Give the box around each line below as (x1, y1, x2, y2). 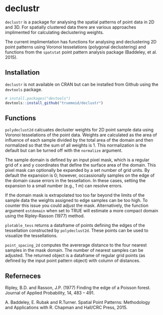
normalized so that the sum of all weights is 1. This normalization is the (5, 142, 146, 148)
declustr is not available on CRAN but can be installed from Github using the (5, 81, 159, 87)
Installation (5, 69, 40, 77)
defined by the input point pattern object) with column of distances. (5, 258, 141, 263)
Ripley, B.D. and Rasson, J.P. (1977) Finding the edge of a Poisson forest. (5, 285, 151, 291)
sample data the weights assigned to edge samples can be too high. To (5, 198, 148, 204)
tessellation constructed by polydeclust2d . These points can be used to (5, 227, 148, 234)
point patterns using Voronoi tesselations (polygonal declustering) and (5, 44, 146, 50)
